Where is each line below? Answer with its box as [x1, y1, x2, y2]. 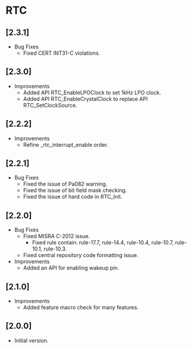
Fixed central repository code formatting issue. [23, 252, 138, 259]
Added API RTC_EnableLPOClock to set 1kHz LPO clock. [23, 89, 162, 96]
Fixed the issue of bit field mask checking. [23, 187, 127, 194]
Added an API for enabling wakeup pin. [23, 264, 120, 271]
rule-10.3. [44, 245, 67, 252]
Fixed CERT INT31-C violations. [23, 50, 101, 57]
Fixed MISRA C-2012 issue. [23, 233, 90, 240]
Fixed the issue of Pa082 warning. [23, 180, 108, 188]
